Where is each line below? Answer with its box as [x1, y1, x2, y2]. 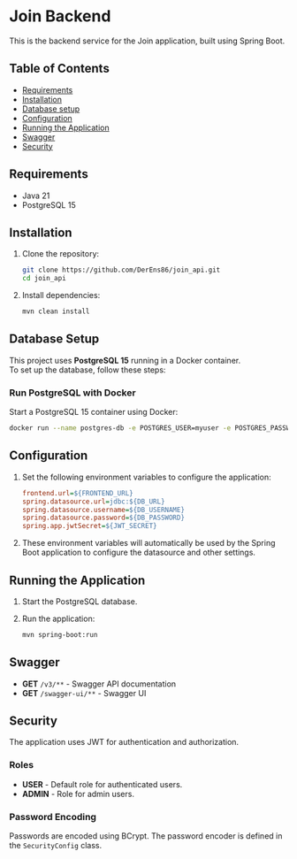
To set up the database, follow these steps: [9, 364, 166, 375]
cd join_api [21, 274, 66, 283]
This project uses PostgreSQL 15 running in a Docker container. [9, 355, 241, 365]
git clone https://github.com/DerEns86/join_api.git [21, 265, 221, 275]
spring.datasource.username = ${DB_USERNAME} [21, 505, 186, 514]
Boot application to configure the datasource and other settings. [21, 547, 256, 558]
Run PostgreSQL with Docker [9, 387, 136, 399]
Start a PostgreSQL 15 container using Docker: [9, 407, 179, 418]
